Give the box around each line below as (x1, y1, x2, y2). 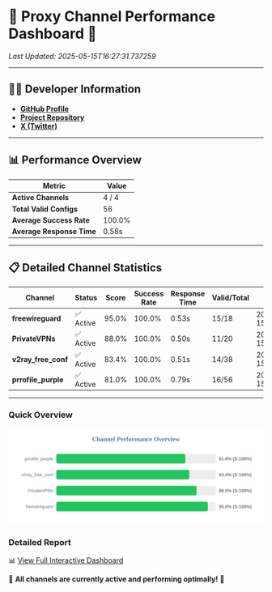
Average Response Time (11, 227, 97, 236)
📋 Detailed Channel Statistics (8, 261, 163, 275)
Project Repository (19, 113, 85, 122)
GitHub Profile (19, 104, 70, 113)
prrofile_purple (11, 374, 64, 384)
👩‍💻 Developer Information (8, 83, 142, 96)
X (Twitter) (19, 121, 58, 130)
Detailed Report (8, 536, 71, 547)
